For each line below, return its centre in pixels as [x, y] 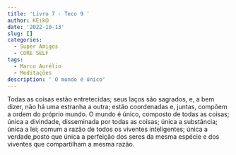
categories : [25, 40]
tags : [15, 60]
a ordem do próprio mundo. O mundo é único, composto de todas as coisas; [118, 114]
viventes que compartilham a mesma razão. [71, 144]
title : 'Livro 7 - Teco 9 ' [49, 14]
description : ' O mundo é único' [57, 79]
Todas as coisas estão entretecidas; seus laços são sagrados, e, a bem [111, 99]
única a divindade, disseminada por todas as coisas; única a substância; [112, 122]
